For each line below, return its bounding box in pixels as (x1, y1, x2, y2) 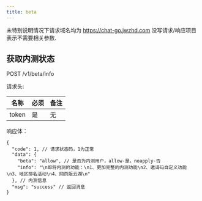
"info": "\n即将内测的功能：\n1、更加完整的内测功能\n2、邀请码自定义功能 (17, 164, 187, 171)
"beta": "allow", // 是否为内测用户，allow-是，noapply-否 (17, 158, 161, 164)
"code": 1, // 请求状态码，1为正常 (12, 146, 94, 153)
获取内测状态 (6, 54, 55, 64)
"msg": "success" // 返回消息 (12, 184, 86, 190)
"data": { (12, 152, 37, 158)
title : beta (6, 9, 37, 15)
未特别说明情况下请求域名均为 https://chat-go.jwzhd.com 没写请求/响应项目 (6, 26, 197, 34)
